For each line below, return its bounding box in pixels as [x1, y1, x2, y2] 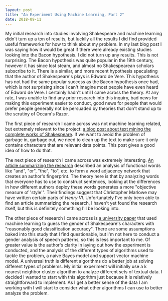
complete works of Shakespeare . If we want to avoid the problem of [5, 132, 145, 138]
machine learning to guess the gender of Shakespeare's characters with [5, 220, 154, 227]
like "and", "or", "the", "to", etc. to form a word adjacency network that [5, 168, 150, 174]
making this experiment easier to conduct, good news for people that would [5, 100, 162, 106]
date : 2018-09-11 [5, 17, 42, 22]
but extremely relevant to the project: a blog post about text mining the [5, 126, 151, 132]
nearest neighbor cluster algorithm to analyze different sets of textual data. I [5, 269, 162, 275]
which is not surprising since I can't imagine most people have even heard [5, 84, 159, 90]
